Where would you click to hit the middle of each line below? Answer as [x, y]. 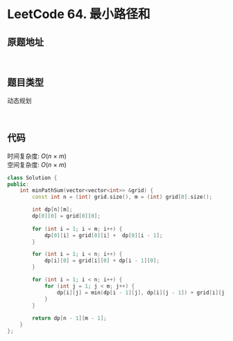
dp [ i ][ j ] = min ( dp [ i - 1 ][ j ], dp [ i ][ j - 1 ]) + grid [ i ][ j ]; [144, 292]
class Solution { [32, 177]
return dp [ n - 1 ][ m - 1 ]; [70, 318]
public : [18, 184]
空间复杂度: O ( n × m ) [37, 164]
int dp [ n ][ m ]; [52, 210]
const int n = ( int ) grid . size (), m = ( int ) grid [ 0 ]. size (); [122, 197]
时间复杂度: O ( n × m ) [37, 156]
